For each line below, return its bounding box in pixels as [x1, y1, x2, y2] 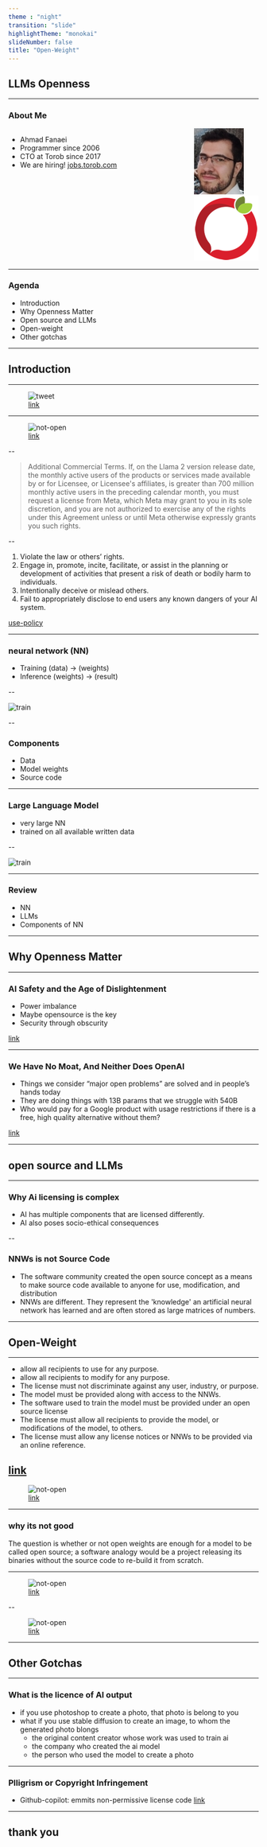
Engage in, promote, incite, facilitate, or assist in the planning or [19, 560, 229, 570]
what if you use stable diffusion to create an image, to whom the [19, 1716, 230, 1725]
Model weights [19, 764, 69, 774]
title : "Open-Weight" [8, 46, 80, 55]
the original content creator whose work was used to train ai [31, 1732, 229, 1742]
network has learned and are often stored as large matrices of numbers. [19, 1305, 256, 1315]
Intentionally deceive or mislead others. [19, 585, 149, 595]
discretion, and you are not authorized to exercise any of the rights [27, 504, 246, 513]
